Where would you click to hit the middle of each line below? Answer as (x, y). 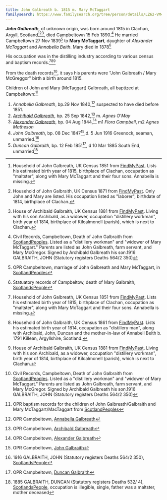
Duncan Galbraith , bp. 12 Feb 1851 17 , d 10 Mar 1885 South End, (77, 145)
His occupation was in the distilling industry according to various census (80, 56)
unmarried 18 (25, 151)
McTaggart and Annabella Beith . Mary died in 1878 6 (58, 46)
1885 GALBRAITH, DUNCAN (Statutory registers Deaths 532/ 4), (78, 482)
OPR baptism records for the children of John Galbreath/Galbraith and (84, 404)
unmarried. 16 (26, 139)
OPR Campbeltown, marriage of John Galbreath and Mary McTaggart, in (86, 267)
